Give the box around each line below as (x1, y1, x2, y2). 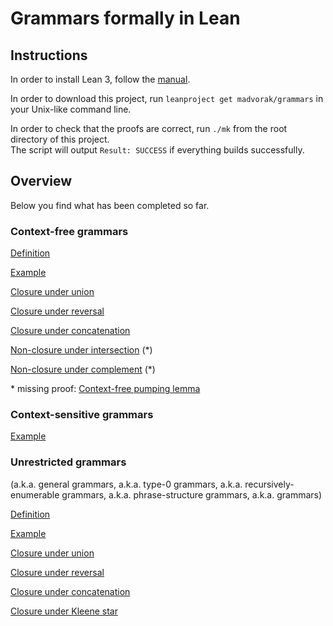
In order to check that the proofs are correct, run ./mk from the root (10, 123, 288, 134)
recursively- (244, 478, 295, 490)
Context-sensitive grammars (10, 408, 154, 422)
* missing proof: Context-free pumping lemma (10, 383, 201, 395)
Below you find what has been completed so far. (10, 199, 210, 211)
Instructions (10, 47, 88, 64)
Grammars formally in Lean (10, 7, 241, 30)
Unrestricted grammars (10, 455, 127, 469)
